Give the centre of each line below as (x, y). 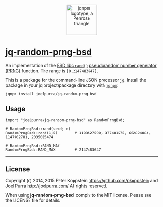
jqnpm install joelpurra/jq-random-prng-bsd (51, 94)
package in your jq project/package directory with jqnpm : (62, 85)
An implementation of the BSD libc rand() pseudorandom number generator (81, 65)
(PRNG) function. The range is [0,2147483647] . (52, 71)
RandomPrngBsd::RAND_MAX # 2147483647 (53, 150)
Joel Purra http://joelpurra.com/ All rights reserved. (57, 186)
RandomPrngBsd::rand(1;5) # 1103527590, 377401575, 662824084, (78, 133)
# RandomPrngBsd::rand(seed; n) (38, 129)
